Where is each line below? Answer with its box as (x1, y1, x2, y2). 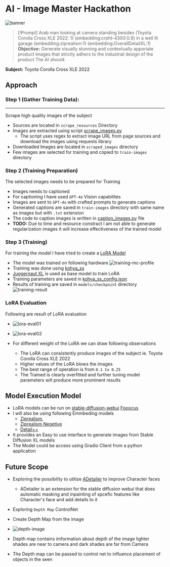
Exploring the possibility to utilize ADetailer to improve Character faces (12, 476, 160, 482)
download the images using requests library (20, 138, 112, 144)
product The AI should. (17, 56, 66, 62)
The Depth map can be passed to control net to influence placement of (12, 551, 161, 557)
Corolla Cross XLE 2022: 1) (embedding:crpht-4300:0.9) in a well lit (17, 35, 158, 41)
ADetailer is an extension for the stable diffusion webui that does (20, 486, 155, 492)
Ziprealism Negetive (20, 421, 62, 427)
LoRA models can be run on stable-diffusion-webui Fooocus (12, 405, 139, 411)
